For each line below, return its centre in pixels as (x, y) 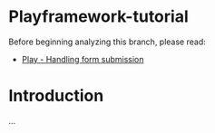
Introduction (56, 96)
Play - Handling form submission (83, 59)
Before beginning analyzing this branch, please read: (107, 42)
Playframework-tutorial (98, 17)
